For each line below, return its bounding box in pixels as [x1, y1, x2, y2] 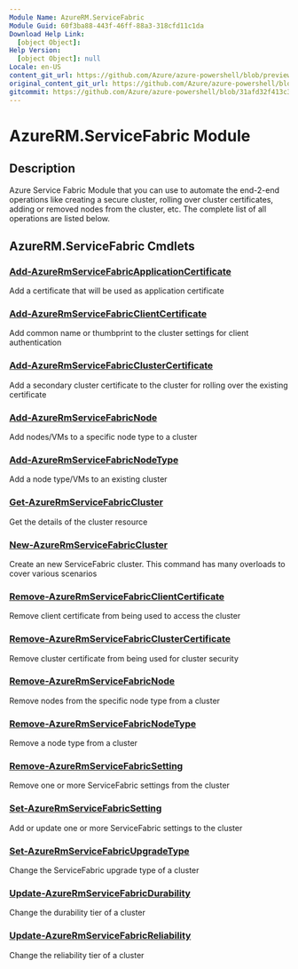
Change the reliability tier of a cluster [9, 949, 145, 960]
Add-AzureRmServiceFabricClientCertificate [9, 308, 208, 320]
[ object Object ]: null [17, 54, 101, 63]
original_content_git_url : [9, 79, 109, 88]
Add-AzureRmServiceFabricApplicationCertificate [9, 265, 232, 277]
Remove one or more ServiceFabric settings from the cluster [9, 780, 231, 791]
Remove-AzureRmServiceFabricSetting [9, 760, 184, 773]
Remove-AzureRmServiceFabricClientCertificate [9, 590, 224, 603]
